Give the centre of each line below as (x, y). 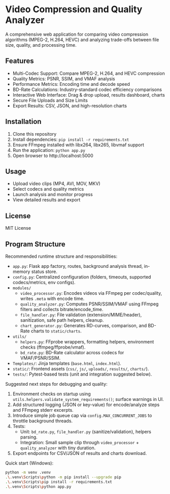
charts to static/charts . (56, 331)
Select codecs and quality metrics (48, 189)
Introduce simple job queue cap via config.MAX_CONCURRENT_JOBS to (82, 415)
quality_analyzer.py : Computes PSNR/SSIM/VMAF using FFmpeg (89, 304)
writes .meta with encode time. (52, 299)
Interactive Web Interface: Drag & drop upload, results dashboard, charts (89, 95)
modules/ (22, 288)
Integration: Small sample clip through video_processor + (80, 442)
